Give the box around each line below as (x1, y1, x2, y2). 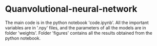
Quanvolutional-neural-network (5, 3, 137, 15)
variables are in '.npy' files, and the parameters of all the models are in (5, 24, 146, 30)
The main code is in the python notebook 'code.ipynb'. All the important (5, 20, 149, 25)
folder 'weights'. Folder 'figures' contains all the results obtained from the (5, 30, 153, 36)
